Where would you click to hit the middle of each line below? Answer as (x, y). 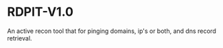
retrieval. (20, 38)
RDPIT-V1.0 (40, 12)
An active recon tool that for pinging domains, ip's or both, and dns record (112, 31)
